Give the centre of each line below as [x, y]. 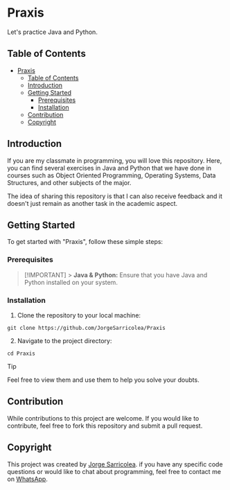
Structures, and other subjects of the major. [69, 182]
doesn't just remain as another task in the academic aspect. [92, 203]
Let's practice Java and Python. [53, 32]
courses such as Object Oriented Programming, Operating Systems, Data [112, 175]
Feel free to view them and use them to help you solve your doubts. [103, 380]
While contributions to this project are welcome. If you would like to [103, 418]
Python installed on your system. [71, 282]
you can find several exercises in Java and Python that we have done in [109, 168]
